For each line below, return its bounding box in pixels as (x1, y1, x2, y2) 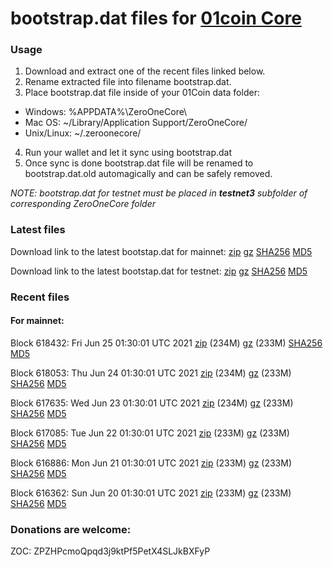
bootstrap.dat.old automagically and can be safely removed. (24, 168, 273, 180)
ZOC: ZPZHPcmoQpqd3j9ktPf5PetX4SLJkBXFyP (10, 545, 211, 557)
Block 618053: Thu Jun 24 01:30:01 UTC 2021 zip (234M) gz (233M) (10, 367, 292, 379)
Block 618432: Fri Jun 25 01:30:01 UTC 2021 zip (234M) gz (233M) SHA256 (10, 337, 323, 349)
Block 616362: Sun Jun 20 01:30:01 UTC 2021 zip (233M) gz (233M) (10, 487, 292, 499)
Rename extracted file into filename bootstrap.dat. (24, 76, 232, 88)
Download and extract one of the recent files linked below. (24, 65, 266, 77)
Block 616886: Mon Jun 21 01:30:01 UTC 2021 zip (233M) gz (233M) (10, 457, 293, 469)
